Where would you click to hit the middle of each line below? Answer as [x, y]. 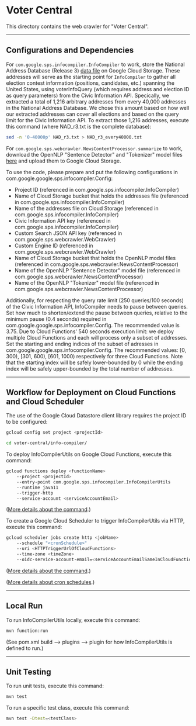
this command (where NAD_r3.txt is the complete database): [79, 126]
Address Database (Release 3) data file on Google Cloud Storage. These [93, 70]
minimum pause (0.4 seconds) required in [56, 319]
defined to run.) [25, 648]
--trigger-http [35, 493]
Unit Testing [29, 672]
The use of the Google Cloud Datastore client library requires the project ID [96, 416]
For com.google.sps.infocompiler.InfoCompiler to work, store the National [95, 64]
